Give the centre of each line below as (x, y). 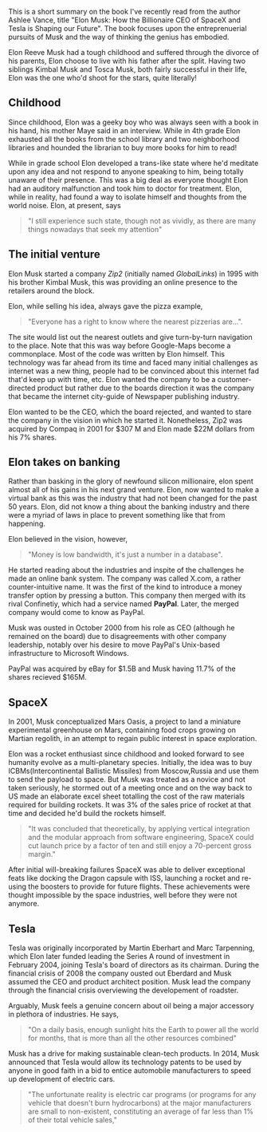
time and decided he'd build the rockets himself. (87, 814)
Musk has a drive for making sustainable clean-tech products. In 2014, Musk (134, 1054)
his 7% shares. (33, 437)
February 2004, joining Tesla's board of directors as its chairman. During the (134, 965)
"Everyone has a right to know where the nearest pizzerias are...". (135, 321)
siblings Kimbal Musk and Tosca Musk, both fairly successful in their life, (128, 69)
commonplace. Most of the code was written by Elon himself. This (117, 353)
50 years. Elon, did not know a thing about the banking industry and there (129, 507)
